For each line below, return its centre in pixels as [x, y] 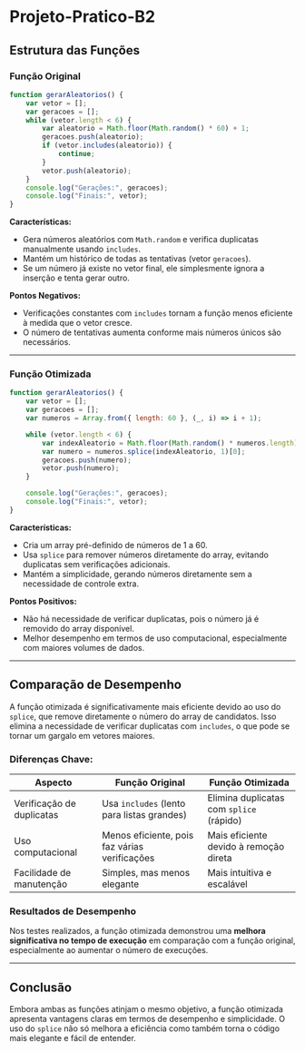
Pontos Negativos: [45, 296]
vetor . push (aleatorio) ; [87, 171]
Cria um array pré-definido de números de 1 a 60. [115, 545]
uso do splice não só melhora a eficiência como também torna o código [144, 1028]
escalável [227, 884]
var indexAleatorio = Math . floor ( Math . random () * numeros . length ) [170, 443]
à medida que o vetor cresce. [78, 323]
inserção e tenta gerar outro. [76, 278]
